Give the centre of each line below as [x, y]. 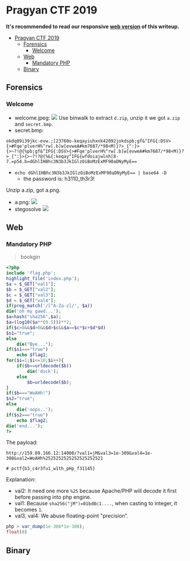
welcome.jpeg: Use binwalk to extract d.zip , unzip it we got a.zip [97, 117]
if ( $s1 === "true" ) [27, 350]
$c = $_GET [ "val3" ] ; [31, 295]
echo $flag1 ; [32, 355]
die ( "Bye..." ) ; [35, 344]
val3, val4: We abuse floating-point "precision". [71, 516]
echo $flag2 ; [32, 420]
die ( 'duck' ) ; [43, 371]
